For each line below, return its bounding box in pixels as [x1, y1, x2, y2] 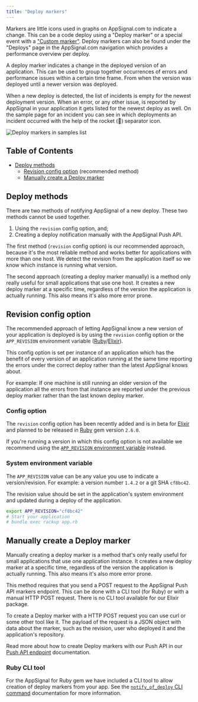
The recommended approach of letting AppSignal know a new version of [6, 325, 183, 332]
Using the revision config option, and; [14, 225, 109, 232]
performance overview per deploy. [6, 50, 90, 57]
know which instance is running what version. [6, 261, 118, 269]
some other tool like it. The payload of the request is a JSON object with [6, 618, 181, 626]
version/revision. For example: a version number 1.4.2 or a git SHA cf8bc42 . [6, 478, 190, 486]
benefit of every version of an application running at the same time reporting [6, 355, 193, 362]
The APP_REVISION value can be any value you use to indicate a [6, 473, 158, 480]
